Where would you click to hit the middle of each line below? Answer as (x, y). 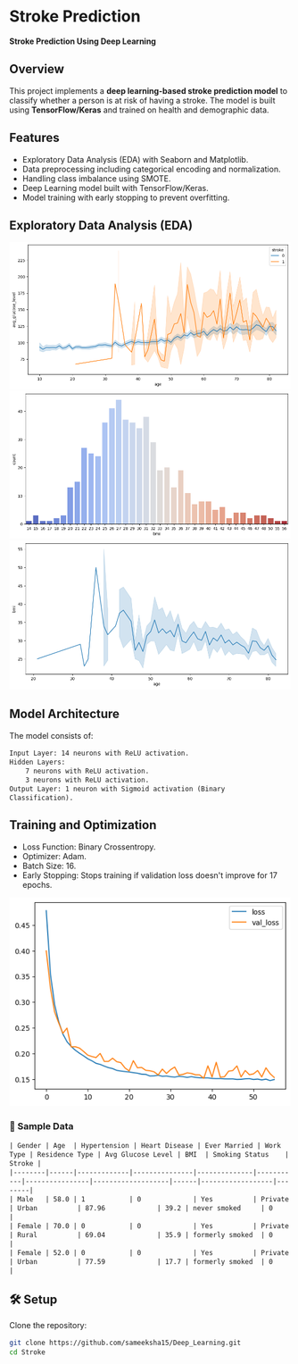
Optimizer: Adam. (54, 856)
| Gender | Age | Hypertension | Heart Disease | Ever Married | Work (145, 1146)
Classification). (41, 798)
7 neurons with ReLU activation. (87, 771)
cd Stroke (28, 1352)
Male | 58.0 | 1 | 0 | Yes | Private (153, 1200)
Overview (37, 69)
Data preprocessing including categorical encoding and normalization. (151, 169)
